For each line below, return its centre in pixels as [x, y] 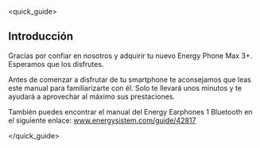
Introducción [41, 36]
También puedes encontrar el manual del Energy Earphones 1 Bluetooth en [130, 111]
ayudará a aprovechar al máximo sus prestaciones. [92, 96]
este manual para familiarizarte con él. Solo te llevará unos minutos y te [125, 88]
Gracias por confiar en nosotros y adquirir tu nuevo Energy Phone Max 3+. [130, 56]
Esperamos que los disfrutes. [56, 64]
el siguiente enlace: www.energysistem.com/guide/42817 [102, 120]
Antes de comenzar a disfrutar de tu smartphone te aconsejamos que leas [130, 80]
